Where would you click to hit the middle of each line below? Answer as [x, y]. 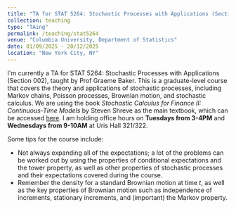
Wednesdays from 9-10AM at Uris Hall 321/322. [78, 125]
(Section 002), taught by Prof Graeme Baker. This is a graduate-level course [117, 80]
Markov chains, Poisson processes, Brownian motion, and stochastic [107, 95]
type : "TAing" [28, 27]
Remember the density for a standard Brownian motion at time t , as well [121, 182]
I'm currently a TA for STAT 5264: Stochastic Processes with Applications [113, 73]
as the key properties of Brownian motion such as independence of [115, 190]
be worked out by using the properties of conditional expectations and [119, 160]
